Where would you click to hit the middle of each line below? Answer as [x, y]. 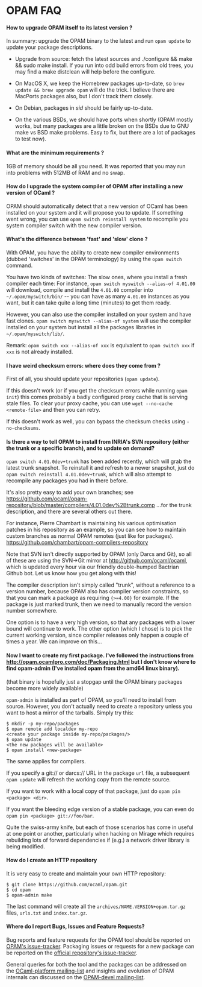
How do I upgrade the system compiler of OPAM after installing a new [95, 186]
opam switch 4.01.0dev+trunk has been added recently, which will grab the [99, 461]
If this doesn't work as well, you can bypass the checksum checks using [96, 421]
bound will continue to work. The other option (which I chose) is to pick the [99, 629]
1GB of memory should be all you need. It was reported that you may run [96, 166]
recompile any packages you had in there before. [67, 481]
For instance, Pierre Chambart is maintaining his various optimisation [91, 523]
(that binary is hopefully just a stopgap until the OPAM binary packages [94, 681]
